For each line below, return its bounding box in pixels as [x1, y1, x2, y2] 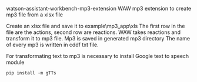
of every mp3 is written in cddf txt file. [6, 41, 99, 48]
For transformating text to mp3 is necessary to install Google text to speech [6, 53, 189, 59]
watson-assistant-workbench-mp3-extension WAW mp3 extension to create [6, 5, 192, 12]
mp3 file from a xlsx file [6, 11, 64, 18]
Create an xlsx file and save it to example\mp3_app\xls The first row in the [6, 23, 185, 29]
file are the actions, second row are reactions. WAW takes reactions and [6, 29, 181, 36]
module [6, 59, 25, 66]
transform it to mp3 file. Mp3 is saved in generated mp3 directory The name [6, 35, 190, 42]
